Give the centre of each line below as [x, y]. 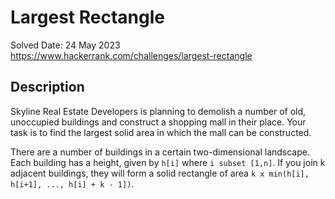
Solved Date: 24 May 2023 [65, 45]
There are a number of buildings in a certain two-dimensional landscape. [160, 152]
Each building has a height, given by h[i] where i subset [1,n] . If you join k [168, 162]
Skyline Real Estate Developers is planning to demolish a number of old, [158, 111]
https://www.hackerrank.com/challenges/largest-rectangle [131, 55]
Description [47, 87]
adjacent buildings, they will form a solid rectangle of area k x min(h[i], [160, 173]
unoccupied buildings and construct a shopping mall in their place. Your [158, 122]
